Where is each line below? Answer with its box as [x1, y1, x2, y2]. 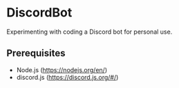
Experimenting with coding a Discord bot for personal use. [6, 27, 173, 36]
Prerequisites [6, 47, 66, 59]
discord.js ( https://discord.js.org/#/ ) [16, 73, 119, 81]
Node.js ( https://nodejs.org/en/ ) [16, 65, 108, 74]
